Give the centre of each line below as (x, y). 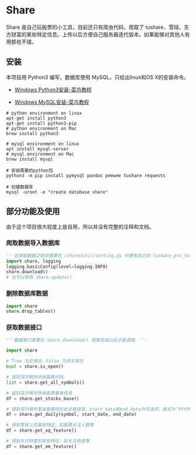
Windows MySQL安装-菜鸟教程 (52, 102)
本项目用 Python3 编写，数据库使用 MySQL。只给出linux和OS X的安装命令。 (98, 77)
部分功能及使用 (33, 211)
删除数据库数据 (27, 294)
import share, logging (34, 261)
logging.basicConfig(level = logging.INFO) (57, 267)
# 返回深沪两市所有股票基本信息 (39, 393)
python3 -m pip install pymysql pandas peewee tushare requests (86, 175)
